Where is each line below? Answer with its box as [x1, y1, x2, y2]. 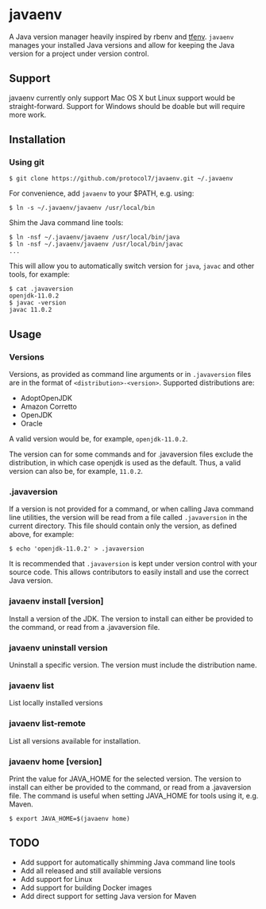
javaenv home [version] [9, 756, 102, 767]
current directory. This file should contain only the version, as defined [9, 521, 237, 530]
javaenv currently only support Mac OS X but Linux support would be [9, 93, 236, 103]
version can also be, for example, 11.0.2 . [9, 467, 144, 476]
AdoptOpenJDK [20, 394, 72, 403]
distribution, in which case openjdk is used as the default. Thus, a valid [9, 458, 241, 468]
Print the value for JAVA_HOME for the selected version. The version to [9, 774, 241, 783]
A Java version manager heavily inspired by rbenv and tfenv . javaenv [9, 32, 234, 41]
